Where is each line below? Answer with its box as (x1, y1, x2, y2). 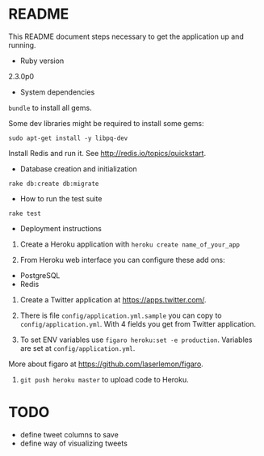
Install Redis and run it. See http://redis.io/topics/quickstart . (8, 148, 207, 158)
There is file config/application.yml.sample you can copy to (19, 310, 222, 320)
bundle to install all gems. (8, 103, 92, 112)
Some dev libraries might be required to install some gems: (8, 118, 204, 128)
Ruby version (19, 56, 65, 65)
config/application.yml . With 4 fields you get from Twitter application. (19, 319, 257, 328)
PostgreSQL (19, 270, 61, 280)
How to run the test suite (19, 193, 103, 203)
